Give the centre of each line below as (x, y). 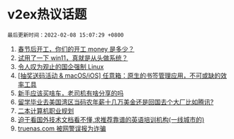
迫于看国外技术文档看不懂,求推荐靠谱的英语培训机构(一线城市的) (111, 119)
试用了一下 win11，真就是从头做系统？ (73, 58)
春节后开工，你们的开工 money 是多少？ (76, 49)
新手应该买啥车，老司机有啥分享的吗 (71, 93)
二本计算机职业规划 (46, 111)
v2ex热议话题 (47, 14)
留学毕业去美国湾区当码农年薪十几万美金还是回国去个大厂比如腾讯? (116, 102)
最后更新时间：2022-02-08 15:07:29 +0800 (66, 35)
